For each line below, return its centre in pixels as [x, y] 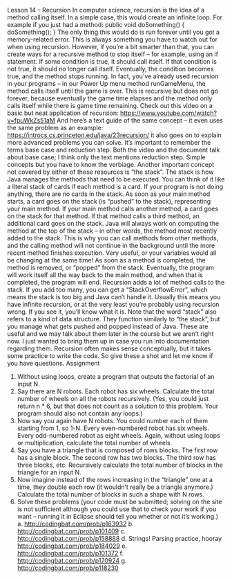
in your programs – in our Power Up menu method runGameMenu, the [106, 83]
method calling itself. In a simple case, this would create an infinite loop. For [115, 17]
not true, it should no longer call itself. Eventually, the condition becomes [110, 69]
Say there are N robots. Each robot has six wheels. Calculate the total [116, 391]
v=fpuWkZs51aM [31, 120]
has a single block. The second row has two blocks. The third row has [116, 457]
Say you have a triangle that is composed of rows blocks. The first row [117, 450]
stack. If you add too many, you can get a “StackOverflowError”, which [108, 289]
